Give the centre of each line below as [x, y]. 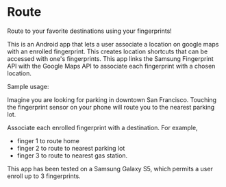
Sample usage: [28, 86]
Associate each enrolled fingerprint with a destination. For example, [102, 127]
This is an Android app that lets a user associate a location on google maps [113, 44]
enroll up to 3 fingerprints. [44, 176]
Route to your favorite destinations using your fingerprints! [90, 31]
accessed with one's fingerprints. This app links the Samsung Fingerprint [110, 58]
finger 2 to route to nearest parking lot [71, 148]
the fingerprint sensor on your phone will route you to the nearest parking [111, 107]
